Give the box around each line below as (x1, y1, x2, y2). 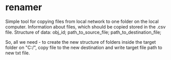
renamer (5, 2, 42, 13)
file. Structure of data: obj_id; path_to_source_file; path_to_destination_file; (5, 29, 162, 35)
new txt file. (5, 50, 30, 56)
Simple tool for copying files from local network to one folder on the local (5, 18, 159, 24)
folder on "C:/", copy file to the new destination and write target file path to (5, 44, 162, 50)
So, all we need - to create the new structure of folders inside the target (5, 39, 156, 45)
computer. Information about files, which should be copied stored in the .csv (5, 23, 166, 29)
